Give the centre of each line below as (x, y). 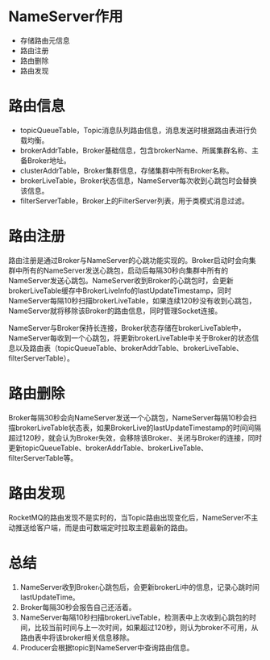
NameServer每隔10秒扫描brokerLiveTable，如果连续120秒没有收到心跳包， (132, 300)
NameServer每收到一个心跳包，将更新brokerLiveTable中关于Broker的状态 (130, 338)
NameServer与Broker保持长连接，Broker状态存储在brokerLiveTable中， (127, 328)
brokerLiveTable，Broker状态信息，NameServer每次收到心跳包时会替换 (138, 180)
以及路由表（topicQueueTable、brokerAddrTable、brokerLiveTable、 (129, 348)
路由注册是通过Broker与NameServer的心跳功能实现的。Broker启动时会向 (129, 260)
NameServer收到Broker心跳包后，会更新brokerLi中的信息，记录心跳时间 (140, 587)
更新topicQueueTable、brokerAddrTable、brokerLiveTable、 (108, 448)
